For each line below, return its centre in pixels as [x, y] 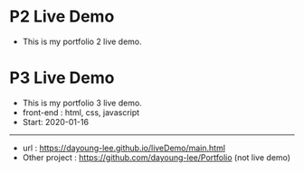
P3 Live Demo [62, 78]
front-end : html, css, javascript [81, 112]
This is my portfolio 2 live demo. [82, 41]
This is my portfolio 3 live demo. [82, 103]
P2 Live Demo [62, 17]
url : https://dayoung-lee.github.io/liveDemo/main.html [124, 148]
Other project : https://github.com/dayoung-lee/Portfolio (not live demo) [157, 157]
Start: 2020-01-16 [55, 122]
